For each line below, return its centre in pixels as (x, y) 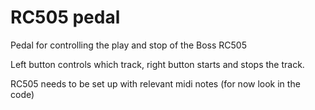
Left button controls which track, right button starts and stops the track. (157, 64)
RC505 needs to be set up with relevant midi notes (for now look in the (155, 83)
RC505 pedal (65, 17)
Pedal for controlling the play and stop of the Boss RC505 (128, 45)
